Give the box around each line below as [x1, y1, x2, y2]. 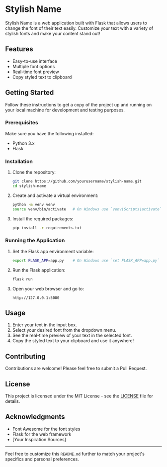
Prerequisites [5, 119, 38, 126]
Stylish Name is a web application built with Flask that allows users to [5, 20, 148, 26]
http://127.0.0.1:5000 [12, 295, 60, 300]
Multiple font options [12, 63, 55, 69]
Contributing [5, 352, 46, 361]
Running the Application [5, 237, 65, 244]
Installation [5, 158, 33, 165]
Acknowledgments [5, 413, 66, 421]
